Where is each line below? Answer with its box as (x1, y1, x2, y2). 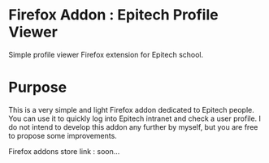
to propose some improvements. (8, 131, 118, 140)
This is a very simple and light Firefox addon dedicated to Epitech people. (8, 105, 254, 114)
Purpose (8, 79, 67, 97)
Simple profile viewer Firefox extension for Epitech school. (8, 49, 204, 59)
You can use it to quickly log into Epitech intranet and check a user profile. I (8, 114, 262, 123)
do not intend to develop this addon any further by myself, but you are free (8, 122, 258, 131)
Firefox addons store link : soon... (8, 146, 120, 156)
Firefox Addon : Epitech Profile (8, 6, 219, 24)
